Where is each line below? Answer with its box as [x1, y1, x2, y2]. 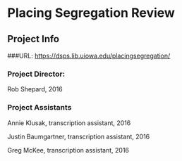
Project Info [7, 33, 60, 45]
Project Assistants [7, 103, 72, 112]
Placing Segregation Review [7, 5, 175, 21]
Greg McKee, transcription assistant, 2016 [7, 146, 129, 154]
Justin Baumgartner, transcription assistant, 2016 [7, 132, 150, 141]
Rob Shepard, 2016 [7, 85, 63, 94]
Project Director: [7, 69, 66, 79]
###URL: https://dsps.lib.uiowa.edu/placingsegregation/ [7, 51, 171, 60]
